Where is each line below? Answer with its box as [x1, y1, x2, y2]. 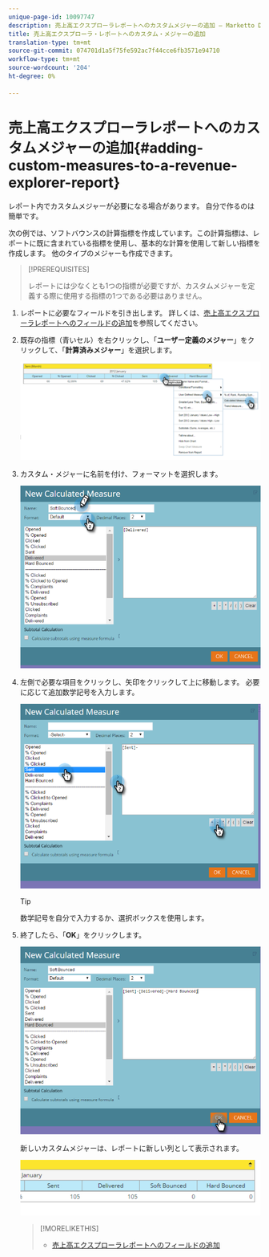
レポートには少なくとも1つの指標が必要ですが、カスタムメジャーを [27, 281, 248, 291]
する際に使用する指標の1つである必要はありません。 [34, 291, 207, 300]
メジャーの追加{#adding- [36, 139, 204, 157]
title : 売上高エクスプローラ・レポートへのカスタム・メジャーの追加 [8, 30, 207, 38]
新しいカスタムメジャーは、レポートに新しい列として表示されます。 [19, 1143, 244, 1153]
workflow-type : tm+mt [8, 55, 81, 63]
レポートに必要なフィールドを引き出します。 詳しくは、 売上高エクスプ [19, 307, 253, 317]
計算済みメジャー [65, 345, 122, 355]
